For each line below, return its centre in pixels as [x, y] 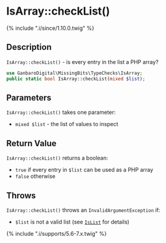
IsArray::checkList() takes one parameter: [61, 112]
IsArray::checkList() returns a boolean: [57, 158]
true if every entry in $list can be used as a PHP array [84, 170]
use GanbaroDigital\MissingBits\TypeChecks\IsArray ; [74, 73]
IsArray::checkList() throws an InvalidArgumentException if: [83, 210]
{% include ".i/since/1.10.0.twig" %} [50, 28]
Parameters [29, 98]
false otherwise [35, 176]
